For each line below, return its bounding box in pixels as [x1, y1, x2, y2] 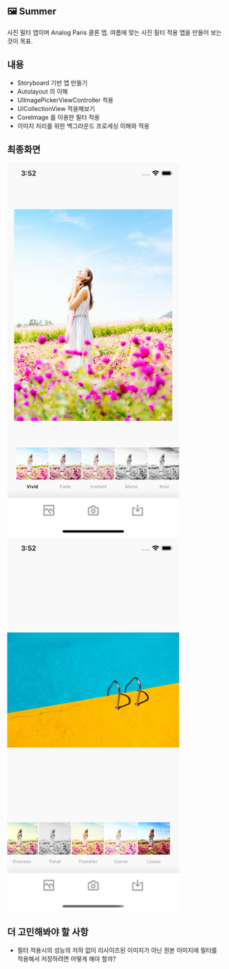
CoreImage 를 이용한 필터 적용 [17, 113, 100, 121]
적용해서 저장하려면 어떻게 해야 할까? [17, 955, 116, 963]
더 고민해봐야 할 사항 [7, 926, 89, 938]
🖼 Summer [7, 6, 57, 17]
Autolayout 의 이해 [17, 87, 68, 95]
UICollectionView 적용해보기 [17, 104, 96, 112]
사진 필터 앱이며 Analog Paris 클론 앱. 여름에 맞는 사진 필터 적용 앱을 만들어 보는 [7, 28, 222, 37]
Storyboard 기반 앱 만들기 [17, 79, 88, 87]
